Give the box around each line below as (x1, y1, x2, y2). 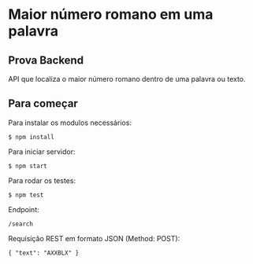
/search (8, 220, 34, 228)
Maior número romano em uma (8, 5, 214, 24)
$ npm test (8, 191, 44, 199)
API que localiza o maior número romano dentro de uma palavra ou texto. (8, 75, 246, 83)
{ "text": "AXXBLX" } (8, 249, 80, 257)
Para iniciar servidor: (8, 147, 76, 156)
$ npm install (8, 133, 55, 141)
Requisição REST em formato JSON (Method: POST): (8, 233, 180, 243)
